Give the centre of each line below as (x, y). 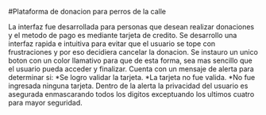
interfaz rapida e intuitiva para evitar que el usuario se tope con (112, 44)
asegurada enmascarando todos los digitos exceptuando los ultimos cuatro (131, 94)
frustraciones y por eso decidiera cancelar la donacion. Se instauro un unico (133, 52)
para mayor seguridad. (46, 103)
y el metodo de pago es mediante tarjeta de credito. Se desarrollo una (123, 35)
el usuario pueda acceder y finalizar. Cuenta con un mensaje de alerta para (131, 69)
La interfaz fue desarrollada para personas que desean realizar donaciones (131, 27)
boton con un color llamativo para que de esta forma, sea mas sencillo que (130, 60)
